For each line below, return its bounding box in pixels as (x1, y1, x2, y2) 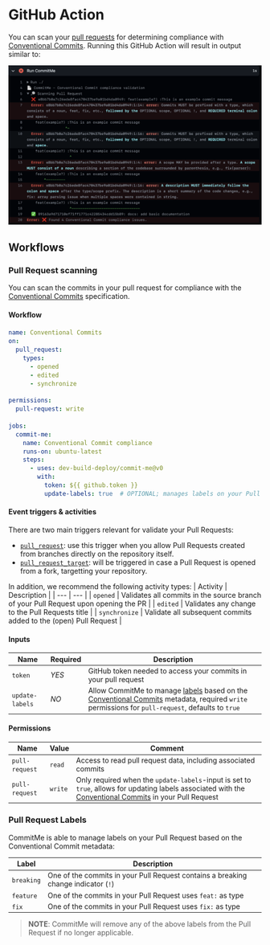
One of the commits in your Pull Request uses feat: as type (47, 890, 244, 900)
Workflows (8, 240, 64, 254)
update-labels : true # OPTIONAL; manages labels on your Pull (43, 489, 261, 497)
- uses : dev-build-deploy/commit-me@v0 (29, 464, 163, 472)
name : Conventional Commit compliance (22, 439, 153, 447)
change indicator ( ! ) (47, 879, 115, 889)
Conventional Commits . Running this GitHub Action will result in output (8, 40, 242, 50)
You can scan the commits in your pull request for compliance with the (8, 283, 242, 292)
